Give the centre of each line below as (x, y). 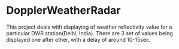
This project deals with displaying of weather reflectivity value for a (89, 27)
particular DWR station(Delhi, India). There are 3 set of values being (90, 33)
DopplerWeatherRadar (63, 10)
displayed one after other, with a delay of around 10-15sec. (78, 39)
